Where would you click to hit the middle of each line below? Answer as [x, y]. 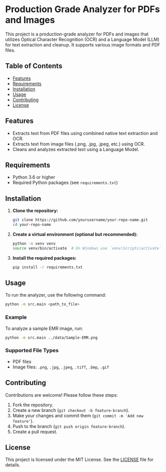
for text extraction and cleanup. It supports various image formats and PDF [83, 44]
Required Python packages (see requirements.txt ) [65, 182]
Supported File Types [32, 351]
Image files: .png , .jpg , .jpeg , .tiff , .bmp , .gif [61, 367]
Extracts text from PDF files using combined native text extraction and [85, 133]
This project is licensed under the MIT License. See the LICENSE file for [79, 460]
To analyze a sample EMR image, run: [44, 328]
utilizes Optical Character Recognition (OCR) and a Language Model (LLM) [82, 39]
